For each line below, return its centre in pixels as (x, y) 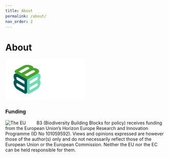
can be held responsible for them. (41, 150)
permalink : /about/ (26, 16)
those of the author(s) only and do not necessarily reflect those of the (78, 139)
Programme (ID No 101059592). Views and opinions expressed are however (84, 134)
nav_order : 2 (19, 21)
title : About (19, 11)
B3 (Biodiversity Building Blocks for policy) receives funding (99, 123)
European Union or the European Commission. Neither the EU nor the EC (81, 144)
